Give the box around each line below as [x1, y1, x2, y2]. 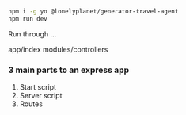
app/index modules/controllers [8, 44, 108, 54]
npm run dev [8, 14, 47, 23]
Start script [19, 82, 57, 92]
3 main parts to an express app [8, 64, 130, 75]
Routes [19, 99, 44, 109]
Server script [19, 91, 63, 101]
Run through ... [8, 29, 57, 39]
